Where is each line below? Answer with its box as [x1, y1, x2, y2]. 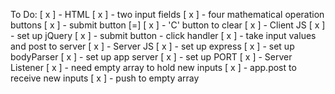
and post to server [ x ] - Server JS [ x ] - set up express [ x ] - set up [10, 40, 295, 52]
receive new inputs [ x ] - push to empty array [10, 72, 200, 84]
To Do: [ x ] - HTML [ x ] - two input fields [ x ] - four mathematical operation [10, 9, 325, 20]
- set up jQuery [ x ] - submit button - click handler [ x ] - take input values [10, 30, 317, 41]
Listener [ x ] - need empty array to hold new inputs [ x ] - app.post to [10, 62, 297, 73]
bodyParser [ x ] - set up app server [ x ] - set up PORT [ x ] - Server [10, 51, 293, 63]
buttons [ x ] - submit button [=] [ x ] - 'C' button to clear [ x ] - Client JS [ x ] [10, 19, 326, 31]
